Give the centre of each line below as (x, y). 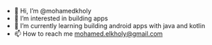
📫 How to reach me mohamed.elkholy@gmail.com (88, 34)
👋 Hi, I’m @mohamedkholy (53, 11)
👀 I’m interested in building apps (61, 18)
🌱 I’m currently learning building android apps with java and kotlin (110, 26)
